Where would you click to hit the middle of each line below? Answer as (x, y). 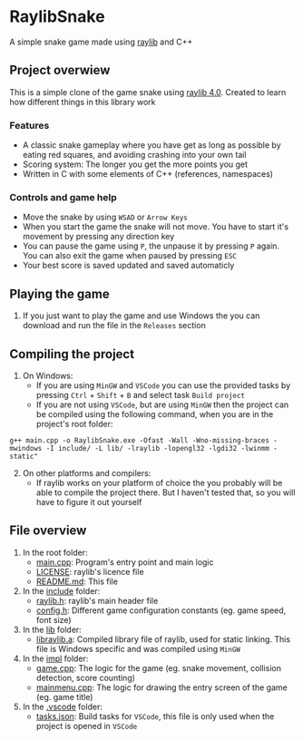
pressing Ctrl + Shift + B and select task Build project (141, 394)
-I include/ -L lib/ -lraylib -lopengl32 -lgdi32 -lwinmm (158, 448)
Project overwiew (60, 70)
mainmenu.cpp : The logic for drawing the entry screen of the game (161, 687)
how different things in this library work (83, 102)
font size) (54, 619)
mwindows (26, 448)
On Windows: (48, 375)
